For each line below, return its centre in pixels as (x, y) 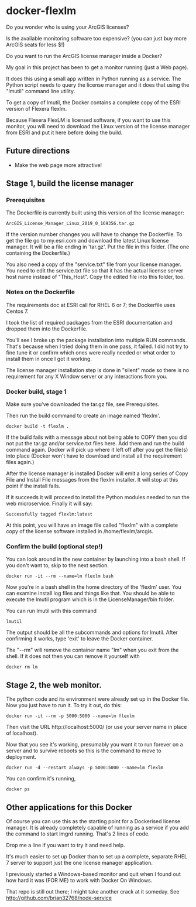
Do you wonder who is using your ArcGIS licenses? (68, 27)
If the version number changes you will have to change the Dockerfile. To (94, 234)
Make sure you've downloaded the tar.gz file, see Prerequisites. (83, 404)
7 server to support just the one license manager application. (80, 862)
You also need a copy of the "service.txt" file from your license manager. (94, 264)
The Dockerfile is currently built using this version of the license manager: (95, 213)
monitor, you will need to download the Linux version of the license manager (98, 126)
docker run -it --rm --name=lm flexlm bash (60, 576)
